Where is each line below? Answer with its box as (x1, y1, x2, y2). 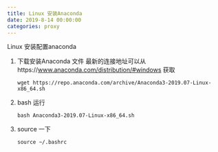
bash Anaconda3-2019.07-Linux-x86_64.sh (17, 112, 135, 119)
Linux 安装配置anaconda (7, 43, 77, 51)
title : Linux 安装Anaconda (7, 10, 83, 17)
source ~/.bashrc (17, 139, 67, 146)
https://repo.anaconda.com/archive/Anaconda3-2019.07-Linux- (32, 80, 212, 87)
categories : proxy (7, 23, 60, 30)
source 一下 (17, 125, 51, 133)
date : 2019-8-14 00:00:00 (7, 17, 81, 23)
